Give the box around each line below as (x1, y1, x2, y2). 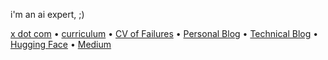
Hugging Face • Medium (10, 39, 112, 50)
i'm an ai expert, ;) (10, 9, 85, 20)
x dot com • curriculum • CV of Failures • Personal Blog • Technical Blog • (10, 28, 319, 39)
